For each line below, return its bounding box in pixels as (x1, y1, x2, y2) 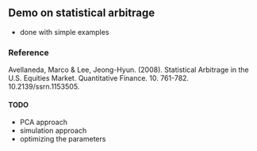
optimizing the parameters (19, 134, 106, 144)
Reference (8, 47, 49, 58)
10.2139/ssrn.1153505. (8, 82, 80, 92)
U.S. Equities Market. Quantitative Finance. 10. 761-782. (8, 74, 189, 83)
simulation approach (19, 126, 87, 135)
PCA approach (19, 118, 68, 127)
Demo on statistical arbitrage (8, 6, 155, 20)
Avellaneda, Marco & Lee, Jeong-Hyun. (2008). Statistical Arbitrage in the (8, 65, 250, 74)
